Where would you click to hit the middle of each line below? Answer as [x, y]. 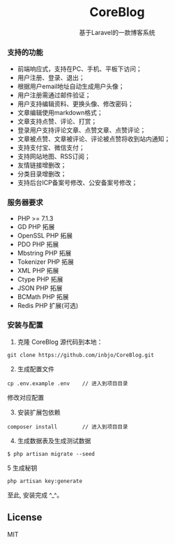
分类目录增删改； [42, 174]
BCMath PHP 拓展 [43, 297]
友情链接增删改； [42, 165]
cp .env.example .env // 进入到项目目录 [68, 383]
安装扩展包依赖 [39, 412]
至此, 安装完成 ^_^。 [35, 495]
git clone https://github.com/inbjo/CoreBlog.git [81, 355]
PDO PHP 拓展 [38, 244]
